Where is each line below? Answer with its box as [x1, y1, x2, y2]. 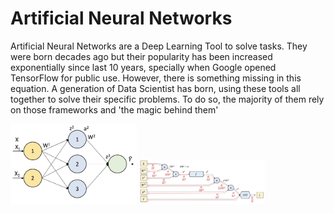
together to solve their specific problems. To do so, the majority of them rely [10, 93, 325, 105]
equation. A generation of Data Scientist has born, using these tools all [10, 82, 301, 94]
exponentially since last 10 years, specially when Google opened [10, 61, 277, 73]
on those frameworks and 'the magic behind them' [10, 103, 219, 116]
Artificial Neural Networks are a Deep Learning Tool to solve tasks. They [10, 40, 308, 52]
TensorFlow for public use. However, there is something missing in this [10, 72, 302, 84]
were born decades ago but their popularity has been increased [10, 50, 273, 62]
